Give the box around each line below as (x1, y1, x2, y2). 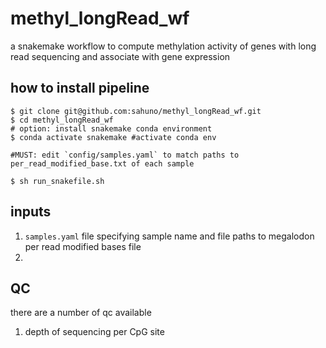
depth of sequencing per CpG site (24, 326, 165, 338)
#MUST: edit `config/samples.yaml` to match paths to (10, 150, 240, 160)
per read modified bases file (24, 240, 142, 252)
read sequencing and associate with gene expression (10, 50, 231, 62)
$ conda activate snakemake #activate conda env (10, 132, 217, 142)
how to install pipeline (10, 80, 150, 97)
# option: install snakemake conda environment (10, 123, 213, 134)
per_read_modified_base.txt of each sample (10, 158, 195, 169)
